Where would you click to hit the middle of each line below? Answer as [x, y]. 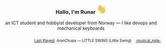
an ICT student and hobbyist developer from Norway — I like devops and [81, 23]
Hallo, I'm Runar [76, 12]
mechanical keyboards [81, 28]
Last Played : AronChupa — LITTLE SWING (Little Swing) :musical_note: [97, 41]
